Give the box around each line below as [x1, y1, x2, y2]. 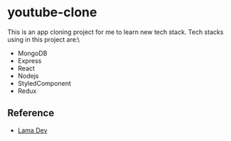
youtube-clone [7, 4, 97, 21]
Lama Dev [17, 125, 48, 135]
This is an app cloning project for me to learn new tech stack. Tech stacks [7, 28, 224, 36]
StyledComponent [17, 79, 71, 87]
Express [17, 56, 42, 64]
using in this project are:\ [7, 35, 80, 43]
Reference [7, 107, 55, 119]
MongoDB [17, 49, 48, 57]
